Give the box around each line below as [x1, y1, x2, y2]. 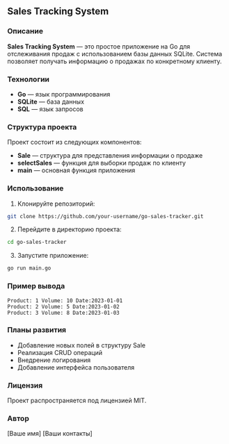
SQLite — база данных [17, 97, 85, 106]
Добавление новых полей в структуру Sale [17, 340, 146, 350]
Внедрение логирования [17, 356, 91, 364]
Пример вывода [7, 281, 65, 291]
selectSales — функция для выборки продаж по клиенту [17, 159, 187, 167]
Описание [7, 26, 44, 36]
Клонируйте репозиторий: [17, 199, 95, 208]
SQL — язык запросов [17, 104, 84, 113]
